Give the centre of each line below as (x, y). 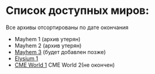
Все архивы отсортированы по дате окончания (67, 27)
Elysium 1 (26, 58)
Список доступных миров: (77, 11)
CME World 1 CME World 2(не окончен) (65, 65)
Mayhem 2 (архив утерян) (48, 45)
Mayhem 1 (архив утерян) (47, 39)
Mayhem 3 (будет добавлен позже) (60, 52)
